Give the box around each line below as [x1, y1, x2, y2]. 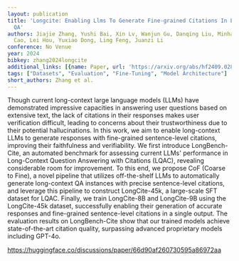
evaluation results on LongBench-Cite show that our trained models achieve [7, 217, 230, 225]
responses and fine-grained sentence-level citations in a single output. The [7, 209, 228, 218]
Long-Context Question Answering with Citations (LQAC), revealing [7, 156, 205, 165]
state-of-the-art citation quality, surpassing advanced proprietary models [7, 225, 223, 233]
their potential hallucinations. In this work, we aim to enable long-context [7, 126, 221, 135]
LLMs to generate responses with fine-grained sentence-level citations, [7, 134, 217, 142]
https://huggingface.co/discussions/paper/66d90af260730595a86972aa [7, 246, 222, 255]
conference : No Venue [7, 43, 72, 50]
